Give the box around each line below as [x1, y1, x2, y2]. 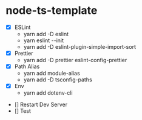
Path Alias [14, 63, 40, 70]
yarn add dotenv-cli [23, 89, 73, 96]
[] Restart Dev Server [14, 101, 68, 109]
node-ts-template [5, 4, 98, 17]
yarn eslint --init [23, 37, 64, 44]
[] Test [14, 107, 32, 115]
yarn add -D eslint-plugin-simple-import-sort [23, 43, 136, 50]
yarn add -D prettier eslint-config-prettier [23, 57, 127, 64]
